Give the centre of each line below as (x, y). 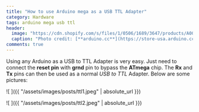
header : (16, 28)
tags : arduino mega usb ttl (41, 22)
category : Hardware (30, 17)
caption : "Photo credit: (42, 39)
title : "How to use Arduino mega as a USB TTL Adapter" (76, 11)
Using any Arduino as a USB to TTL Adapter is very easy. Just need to (92, 61)
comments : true (25, 45)
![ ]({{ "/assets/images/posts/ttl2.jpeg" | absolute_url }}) (74, 103)
